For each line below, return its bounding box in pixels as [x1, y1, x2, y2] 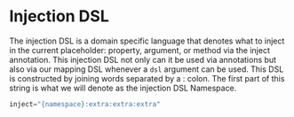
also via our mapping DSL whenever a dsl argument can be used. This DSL [9, 64, 284, 74]
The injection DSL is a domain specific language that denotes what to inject [9, 35, 285, 46]
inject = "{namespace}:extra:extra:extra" [9, 99, 162, 108]
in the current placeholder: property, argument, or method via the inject [9, 44, 271, 55]
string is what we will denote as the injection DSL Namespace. [9, 82, 237, 93]
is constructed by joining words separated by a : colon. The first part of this [9, 73, 285, 83]
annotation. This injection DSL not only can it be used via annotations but [9, 54, 277, 65]
